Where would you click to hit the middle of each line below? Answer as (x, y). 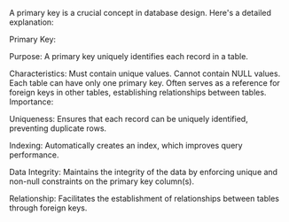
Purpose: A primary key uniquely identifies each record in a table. (129, 56)
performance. (34, 155)
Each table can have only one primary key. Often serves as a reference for (145, 83)
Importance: (31, 102)
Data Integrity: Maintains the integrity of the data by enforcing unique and (143, 172)
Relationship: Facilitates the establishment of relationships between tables (144, 199)
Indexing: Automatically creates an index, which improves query (126, 145)
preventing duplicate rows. (58, 128)
